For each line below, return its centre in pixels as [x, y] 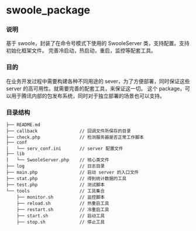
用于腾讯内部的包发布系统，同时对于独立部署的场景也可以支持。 [88, 96]
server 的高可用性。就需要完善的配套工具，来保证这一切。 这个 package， [96, 88]
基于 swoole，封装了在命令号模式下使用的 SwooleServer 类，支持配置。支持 [98, 43]
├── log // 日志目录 [56, 166]
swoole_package [48, 10]
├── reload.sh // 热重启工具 [63, 204]
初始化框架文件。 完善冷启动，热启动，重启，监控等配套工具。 [81, 51]
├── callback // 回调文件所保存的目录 [68, 131]
